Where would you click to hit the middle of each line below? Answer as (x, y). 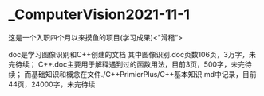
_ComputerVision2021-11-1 (99, 15)
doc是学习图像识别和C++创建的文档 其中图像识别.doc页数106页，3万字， (129, 54)
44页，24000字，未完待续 (52, 84)
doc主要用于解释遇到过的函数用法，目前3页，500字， (143, 64)
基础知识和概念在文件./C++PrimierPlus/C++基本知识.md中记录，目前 (144, 74)
